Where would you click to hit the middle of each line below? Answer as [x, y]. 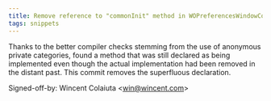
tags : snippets [34, 23]
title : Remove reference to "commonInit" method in [97, 16]
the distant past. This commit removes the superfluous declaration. [120, 72]
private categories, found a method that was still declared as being [119, 55]
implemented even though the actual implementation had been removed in [132, 63]
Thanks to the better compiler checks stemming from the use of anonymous [135, 46]
